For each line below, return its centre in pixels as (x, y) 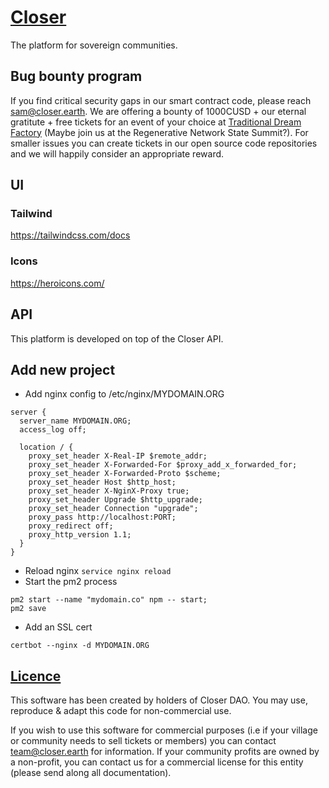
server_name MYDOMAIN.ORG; (75, 421)
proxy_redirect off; (71, 526)
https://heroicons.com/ (57, 283)
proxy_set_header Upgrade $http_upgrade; (115, 500)
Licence (36, 676)
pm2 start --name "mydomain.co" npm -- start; (109, 600)
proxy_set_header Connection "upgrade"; (113, 509)
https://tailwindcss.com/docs (70, 235)
